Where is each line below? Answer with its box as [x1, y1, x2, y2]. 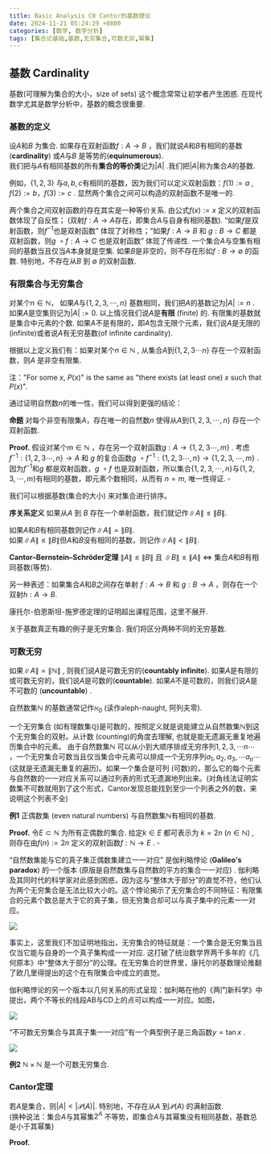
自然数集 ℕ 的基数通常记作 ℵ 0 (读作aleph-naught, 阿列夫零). [9, 703, 203, 714]
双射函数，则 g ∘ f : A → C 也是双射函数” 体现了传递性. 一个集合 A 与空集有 [9, 236, 254, 246]
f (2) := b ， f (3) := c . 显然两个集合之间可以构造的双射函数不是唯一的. [9, 189, 235, 198]
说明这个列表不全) [9, 793, 69, 803]
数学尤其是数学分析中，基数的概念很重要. [9, 99, 146, 109]
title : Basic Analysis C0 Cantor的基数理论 [9, 11, 151, 20]
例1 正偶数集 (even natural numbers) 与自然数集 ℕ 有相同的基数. [9, 811, 216, 820]
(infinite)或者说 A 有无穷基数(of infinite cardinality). [9, 328, 174, 338]
